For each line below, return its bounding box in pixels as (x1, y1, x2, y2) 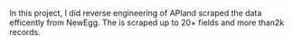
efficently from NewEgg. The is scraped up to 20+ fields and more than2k (9, 17, 285, 28)
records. (9, 27, 41, 37)
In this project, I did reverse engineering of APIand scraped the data (9, 8, 262, 18)
